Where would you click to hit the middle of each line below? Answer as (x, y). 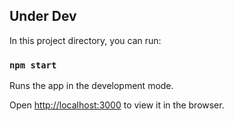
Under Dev (43, 16)
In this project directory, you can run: (85, 40)
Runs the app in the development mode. (91, 86)
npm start (33, 65)
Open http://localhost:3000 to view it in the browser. (117, 105)
